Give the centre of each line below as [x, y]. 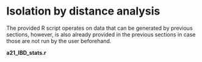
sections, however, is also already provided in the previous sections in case [101, 34]
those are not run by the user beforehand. [59, 41]
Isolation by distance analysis [83, 11]
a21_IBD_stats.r [27, 52]
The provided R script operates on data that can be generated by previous [100, 28]
